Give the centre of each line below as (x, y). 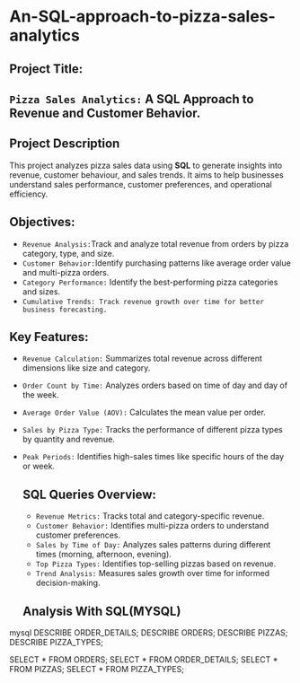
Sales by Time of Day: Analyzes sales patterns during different (153, 545)
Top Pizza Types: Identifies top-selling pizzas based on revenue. (156, 564)
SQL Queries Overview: (89, 494)
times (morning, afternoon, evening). (104, 555)
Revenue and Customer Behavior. (105, 113)
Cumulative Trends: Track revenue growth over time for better (143, 302)
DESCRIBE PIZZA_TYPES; (56, 643)
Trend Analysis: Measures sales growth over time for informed (153, 574)
